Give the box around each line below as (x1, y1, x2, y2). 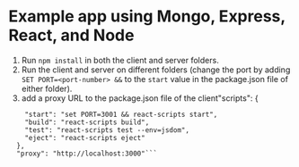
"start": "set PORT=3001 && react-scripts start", (24, 110, 218, 119)
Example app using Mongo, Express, (8, 6, 286, 27)
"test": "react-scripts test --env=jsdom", (24, 125, 190, 135)
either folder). (21, 83, 73, 94)
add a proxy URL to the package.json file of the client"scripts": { (21, 92, 259, 104)
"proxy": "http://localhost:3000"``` (16, 149, 158, 158)
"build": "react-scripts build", (24, 118, 150, 127)
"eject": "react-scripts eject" (24, 133, 145, 142)
